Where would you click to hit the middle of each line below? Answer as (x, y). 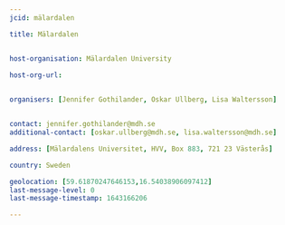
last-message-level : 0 (52, 190)
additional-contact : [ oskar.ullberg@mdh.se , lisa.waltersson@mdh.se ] (143, 132)
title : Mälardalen (44, 34)
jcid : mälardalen (42, 18)
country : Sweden (40, 165)
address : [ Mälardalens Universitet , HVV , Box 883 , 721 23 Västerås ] (141, 149)
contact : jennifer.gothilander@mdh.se (82, 124)
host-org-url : (36, 75)
